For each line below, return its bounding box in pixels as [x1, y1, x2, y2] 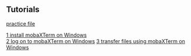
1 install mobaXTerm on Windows [6, 32, 87, 38]
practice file [6, 20, 35, 27]
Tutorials [6, 5, 40, 15]
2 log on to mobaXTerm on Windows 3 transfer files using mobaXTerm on [6, 37, 185, 44]
